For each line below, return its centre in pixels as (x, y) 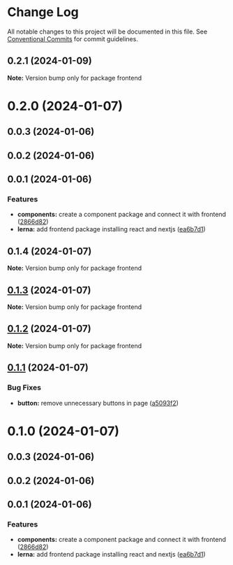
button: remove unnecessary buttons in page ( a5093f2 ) (98, 403)
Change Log (43, 12)
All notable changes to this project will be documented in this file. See (107, 31)
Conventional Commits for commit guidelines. (73, 38)
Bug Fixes (24, 387)
